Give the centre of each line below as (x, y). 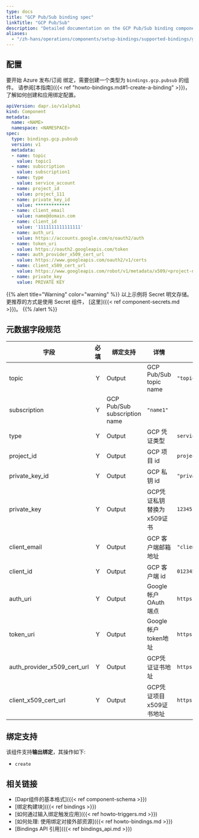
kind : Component (26, 111)
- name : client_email (38, 211)
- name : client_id (34, 222)
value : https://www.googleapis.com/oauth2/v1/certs (82, 260)
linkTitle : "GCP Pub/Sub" (38, 23)
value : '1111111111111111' (50, 227)
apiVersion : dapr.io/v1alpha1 (44, 106)
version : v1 (26, 145)
